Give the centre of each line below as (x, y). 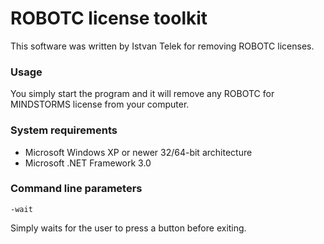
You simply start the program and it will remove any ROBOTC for (142, 94)
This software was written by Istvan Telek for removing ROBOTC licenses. (162, 46)
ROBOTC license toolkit (109, 18)
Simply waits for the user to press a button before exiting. (128, 228)
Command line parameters (76, 189)
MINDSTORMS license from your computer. (100, 104)
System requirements (64, 130)
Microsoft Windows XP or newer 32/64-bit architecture (138, 152)
